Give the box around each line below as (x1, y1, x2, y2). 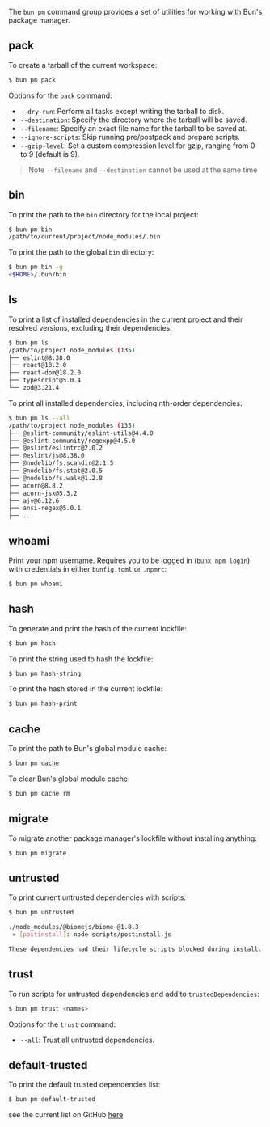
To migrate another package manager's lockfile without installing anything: (8, 833, 257, 843)
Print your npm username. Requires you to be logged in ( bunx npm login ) (8, 555, 251, 565)
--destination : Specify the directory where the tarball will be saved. (19, 115, 248, 125)
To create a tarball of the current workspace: (8, 60, 158, 70)
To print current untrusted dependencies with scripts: (8, 893, 187, 902)
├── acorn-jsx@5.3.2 (8, 489, 78, 497)
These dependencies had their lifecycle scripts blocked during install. (8, 945, 263, 953)
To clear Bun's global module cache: (8, 774, 131, 783)
